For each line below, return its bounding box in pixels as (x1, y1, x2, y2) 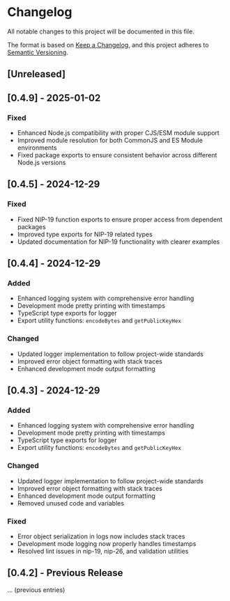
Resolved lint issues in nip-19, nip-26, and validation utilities (17, 547, 189, 555)
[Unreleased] (7, 68, 66, 80)
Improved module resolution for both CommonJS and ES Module (17, 136, 204, 145)
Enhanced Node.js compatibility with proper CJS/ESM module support (17, 129, 220, 137)
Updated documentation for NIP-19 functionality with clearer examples (17, 237, 220, 246)
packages (17, 222, 47, 231)
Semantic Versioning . (7, 48, 68, 56)
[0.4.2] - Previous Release (7, 567, 123, 579)
